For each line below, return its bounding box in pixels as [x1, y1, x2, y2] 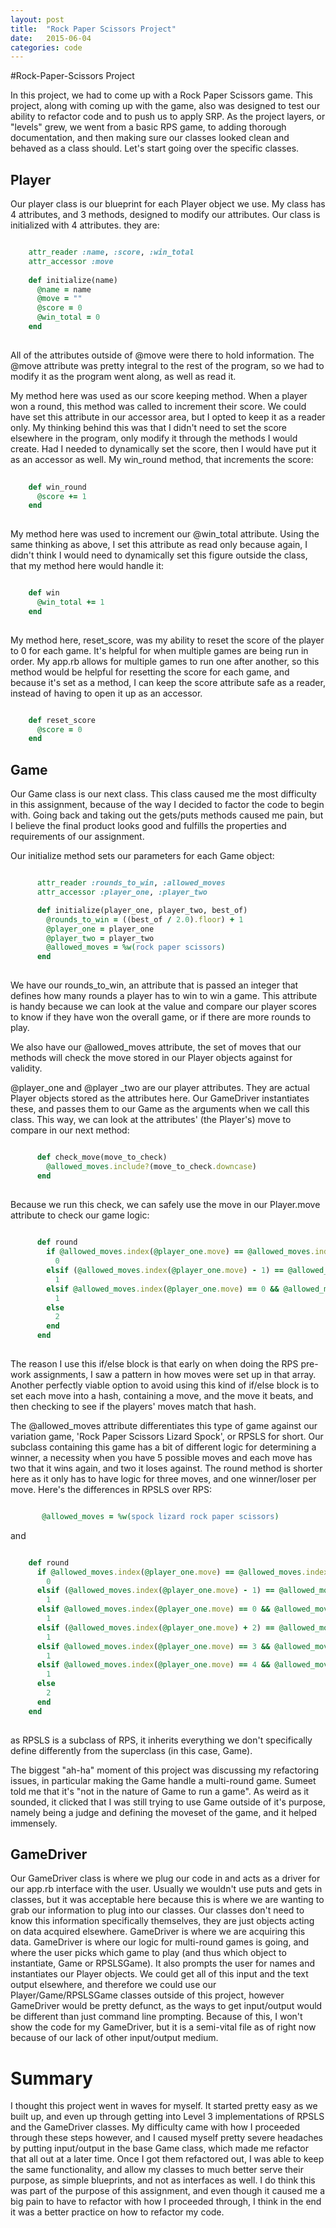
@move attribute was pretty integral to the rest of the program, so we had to [10, 359, 325, 371]
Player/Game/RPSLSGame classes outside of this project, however [10, 1989, 285, 2001]
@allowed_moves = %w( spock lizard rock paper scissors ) [41, 1511, 280, 1521]
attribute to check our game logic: [10, 1209, 150, 1221]
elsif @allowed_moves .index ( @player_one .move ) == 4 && [36, 1660, 271, 1670]
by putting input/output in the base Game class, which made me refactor [10, 2142, 309, 2155]
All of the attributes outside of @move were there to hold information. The [10, 349, 315, 361]
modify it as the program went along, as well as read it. [10, 370, 237, 382]
